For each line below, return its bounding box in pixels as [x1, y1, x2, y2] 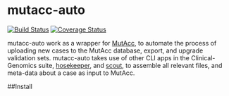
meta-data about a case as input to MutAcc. [7, 69, 135, 77]
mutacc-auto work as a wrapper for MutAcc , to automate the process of [7, 39, 217, 47]
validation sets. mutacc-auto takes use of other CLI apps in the [7, 53, 190, 62]
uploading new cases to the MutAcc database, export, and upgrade [7, 46, 204, 55]
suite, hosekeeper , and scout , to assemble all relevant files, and [38, 61, 223, 69]
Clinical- [191, 53, 216, 62]
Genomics [7, 61, 37, 69]
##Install [7, 82, 33, 90]
